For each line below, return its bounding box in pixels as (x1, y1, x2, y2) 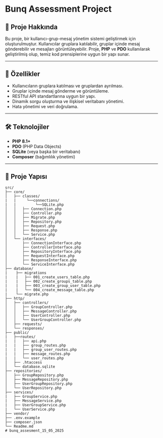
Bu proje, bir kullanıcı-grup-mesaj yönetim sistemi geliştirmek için (5, 36, 136, 41)
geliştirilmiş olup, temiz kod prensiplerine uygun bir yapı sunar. (5, 51, 130, 57)
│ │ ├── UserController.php (5, 313, 70, 318)
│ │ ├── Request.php (5, 224, 55, 229)
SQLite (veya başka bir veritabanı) (12, 149, 81, 154)
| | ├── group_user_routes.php (5, 347, 77, 352)
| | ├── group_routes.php (5, 343, 66, 348)
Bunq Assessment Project (5, 3, 112, 15)
